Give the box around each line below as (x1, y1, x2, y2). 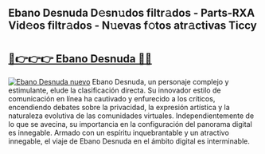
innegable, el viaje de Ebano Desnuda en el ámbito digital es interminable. (8, 136, 251, 146)
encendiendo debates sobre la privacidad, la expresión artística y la (8, 103, 230, 112)
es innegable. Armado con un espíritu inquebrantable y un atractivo (8, 128, 229, 137)
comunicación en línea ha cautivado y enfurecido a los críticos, (8, 94, 216, 103)
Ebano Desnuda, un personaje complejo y (92, 77, 229, 86)
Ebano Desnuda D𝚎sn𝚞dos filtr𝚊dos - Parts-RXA (8, 6, 255, 20)
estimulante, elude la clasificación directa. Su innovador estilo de (8, 85, 221, 95)
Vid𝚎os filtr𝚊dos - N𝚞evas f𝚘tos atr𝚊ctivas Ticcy (8, 19, 257, 33)
